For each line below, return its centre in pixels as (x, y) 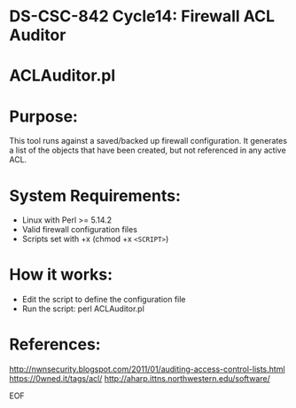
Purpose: (43, 116)
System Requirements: (95, 196)
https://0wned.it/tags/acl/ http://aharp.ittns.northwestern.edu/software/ (140, 379)
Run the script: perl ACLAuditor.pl (83, 309)
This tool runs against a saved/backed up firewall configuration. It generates (148, 141)
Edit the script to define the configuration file (104, 300)
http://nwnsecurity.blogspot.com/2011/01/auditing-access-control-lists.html (147, 369)
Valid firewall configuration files (79, 230)
